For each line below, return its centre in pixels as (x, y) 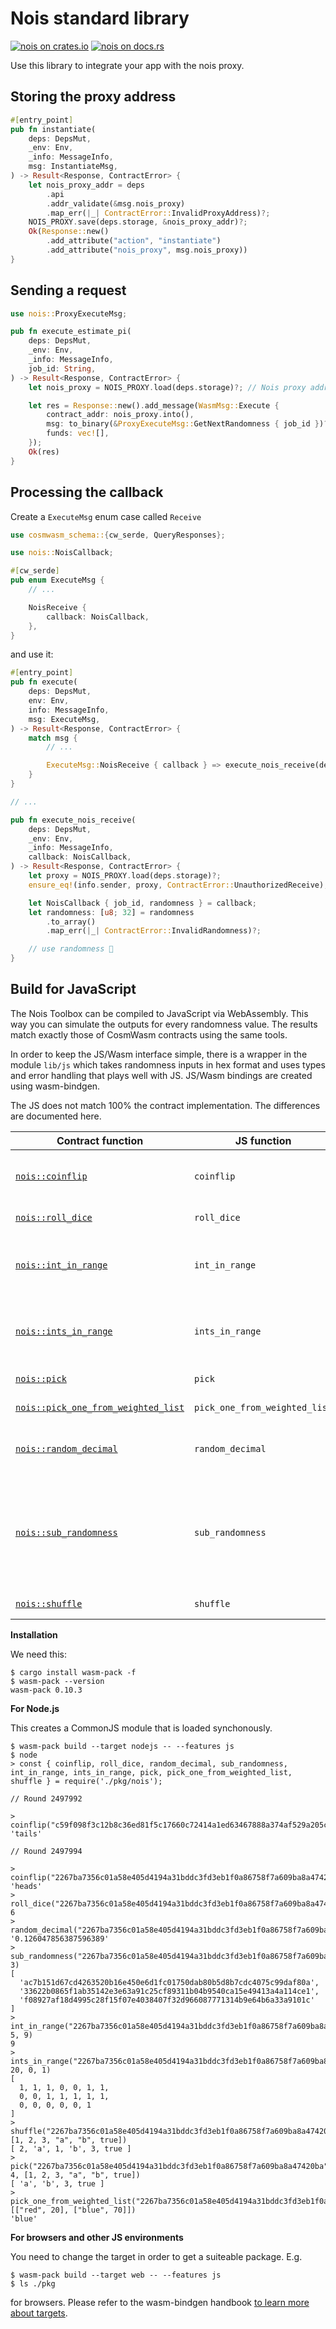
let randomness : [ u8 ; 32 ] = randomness (111, 912)
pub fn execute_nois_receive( (73, 820)
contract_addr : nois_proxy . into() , (120, 415)
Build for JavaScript (73, 989)
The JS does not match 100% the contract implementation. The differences (165, 1105)
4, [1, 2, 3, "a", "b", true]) (75, 2175)
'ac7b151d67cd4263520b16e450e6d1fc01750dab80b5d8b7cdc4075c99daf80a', (169, 1982)
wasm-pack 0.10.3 (46, 1690)
